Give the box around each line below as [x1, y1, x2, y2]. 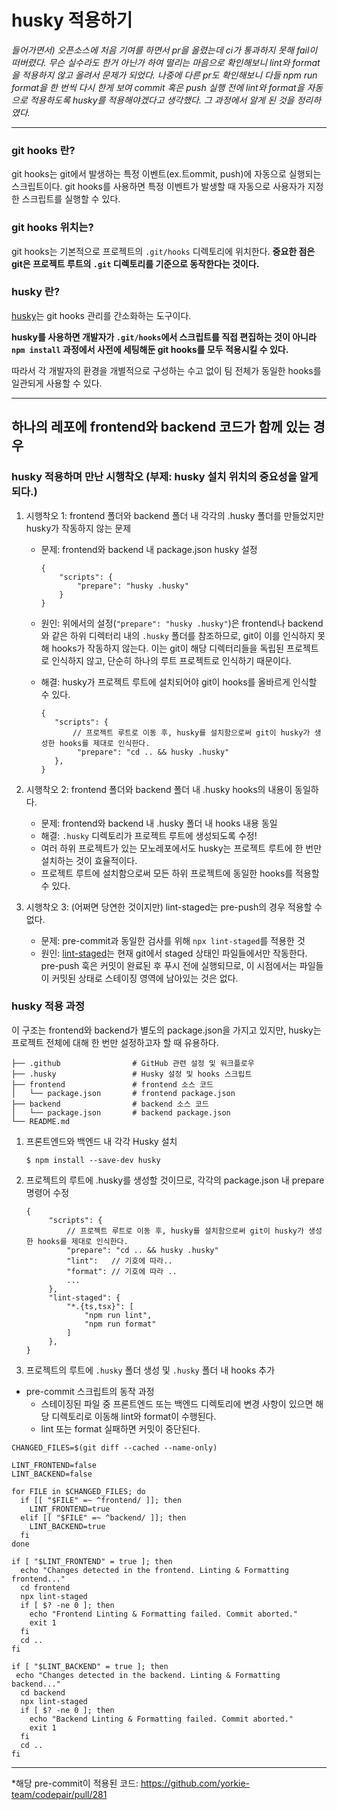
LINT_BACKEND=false [11, 1469, 93, 1479]
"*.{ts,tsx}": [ [66, 1301, 134, 1311]
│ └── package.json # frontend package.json [11, 1088, 236, 1098]
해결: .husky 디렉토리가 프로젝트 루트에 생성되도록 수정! [40, 829, 258, 841]
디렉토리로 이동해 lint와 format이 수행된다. [51, 1410, 217, 1422]
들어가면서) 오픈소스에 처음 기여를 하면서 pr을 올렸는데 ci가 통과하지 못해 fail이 [11, 44, 318, 56]
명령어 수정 [25, 1186, 70, 1198]
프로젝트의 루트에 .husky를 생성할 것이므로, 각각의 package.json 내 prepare [25, 1174, 325, 1186]
